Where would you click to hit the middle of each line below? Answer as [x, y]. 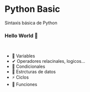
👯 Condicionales [28, 67]
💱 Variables [23, 56]
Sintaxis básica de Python [31, 23]
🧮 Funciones [24, 85]
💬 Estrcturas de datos [34, 72]
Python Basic [32, 9]
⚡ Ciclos [20, 77]
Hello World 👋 [21, 36]
